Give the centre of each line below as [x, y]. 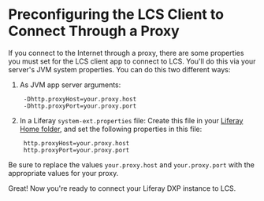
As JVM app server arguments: [70, 85]
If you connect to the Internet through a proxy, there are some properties [126, 53]
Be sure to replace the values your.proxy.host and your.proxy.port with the [131, 164]
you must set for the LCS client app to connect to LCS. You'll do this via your [132, 61]
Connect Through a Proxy [94, 31]
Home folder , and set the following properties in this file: [111, 129]
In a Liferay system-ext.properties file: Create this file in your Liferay [131, 120]
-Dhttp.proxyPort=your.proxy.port [80, 106]
